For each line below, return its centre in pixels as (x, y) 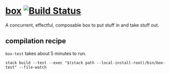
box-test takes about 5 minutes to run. (46, 53)
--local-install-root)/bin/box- (131, 63)
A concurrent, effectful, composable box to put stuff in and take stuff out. (82, 25)
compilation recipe (36, 41)
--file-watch (33, 67)
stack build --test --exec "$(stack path (50, 63)
